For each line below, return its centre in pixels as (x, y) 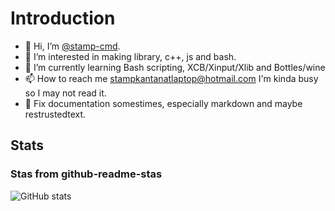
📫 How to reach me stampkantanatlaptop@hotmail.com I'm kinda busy (171, 78)
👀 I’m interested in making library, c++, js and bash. (130, 56)
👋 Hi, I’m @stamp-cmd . (72, 46)
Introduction (63, 18)
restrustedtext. (55, 114)
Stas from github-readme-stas (86, 174)
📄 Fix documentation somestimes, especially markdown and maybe (163, 103)
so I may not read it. (65, 93)
